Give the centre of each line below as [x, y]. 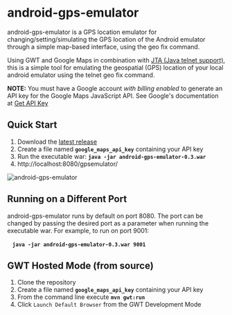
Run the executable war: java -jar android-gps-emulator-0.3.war [111, 156]
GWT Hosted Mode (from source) [80, 265]
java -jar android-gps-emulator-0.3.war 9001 [79, 244]
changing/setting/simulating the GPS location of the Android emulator [106, 39]
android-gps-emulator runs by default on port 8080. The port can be [105, 216]
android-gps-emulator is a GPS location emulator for [82, 32]
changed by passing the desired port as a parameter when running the [108, 223]
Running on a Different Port [67, 199]
